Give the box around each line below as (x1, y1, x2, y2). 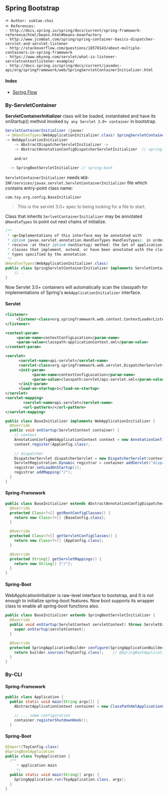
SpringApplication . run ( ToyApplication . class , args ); (14, 777, 126, 782)
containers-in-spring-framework (5, 50, 72, 55)
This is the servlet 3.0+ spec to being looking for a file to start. (17, 204, 146, 210)
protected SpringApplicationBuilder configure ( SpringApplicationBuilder (9, 645, 164, 650)
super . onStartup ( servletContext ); (14, 627, 86, 632)
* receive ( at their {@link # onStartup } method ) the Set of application (7, 242, 162, 247)
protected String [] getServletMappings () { (9, 556, 101, 561)
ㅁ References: (5, 24, 36, 29)
